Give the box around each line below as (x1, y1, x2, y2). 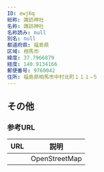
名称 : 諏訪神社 (7, 23, 44, 29)
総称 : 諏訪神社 (7, 16, 44, 23)
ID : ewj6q (7, 10, 36, 17)
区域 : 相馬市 (7, 48, 39, 55)
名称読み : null (7, 29, 47, 36)
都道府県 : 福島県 (7, 42, 49, 48)
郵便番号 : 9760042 (7, 67, 56, 74)
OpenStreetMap (30, 154, 82, 164)
